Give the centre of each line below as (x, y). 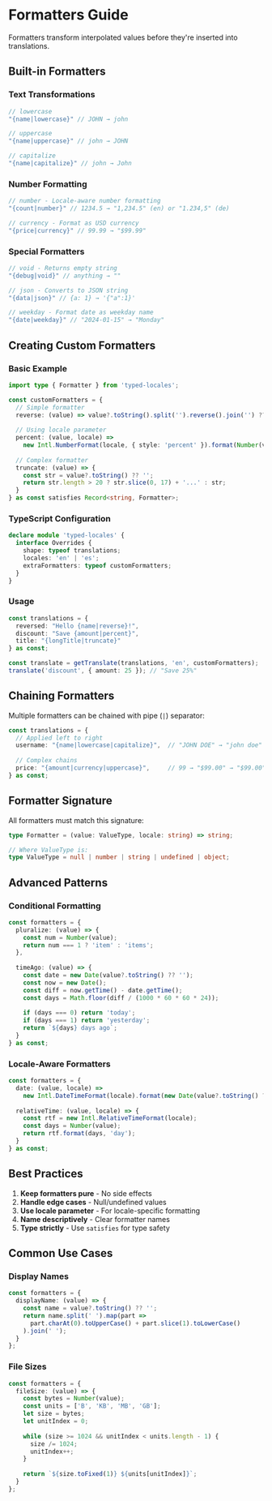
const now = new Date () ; (65, 983)
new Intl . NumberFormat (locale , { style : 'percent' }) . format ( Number (141, 445)
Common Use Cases (61, 1253)
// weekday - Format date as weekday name (81, 313)
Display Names (38, 1276)
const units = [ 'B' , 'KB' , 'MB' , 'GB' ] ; (92, 1406)
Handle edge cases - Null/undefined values (93, 1202)
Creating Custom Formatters (82, 345)
